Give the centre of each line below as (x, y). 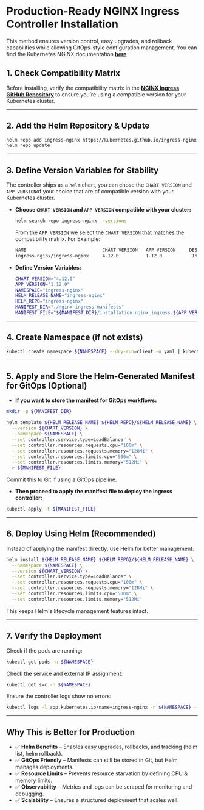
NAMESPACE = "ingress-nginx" (49, 290)
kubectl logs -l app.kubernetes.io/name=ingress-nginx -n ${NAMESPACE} (99, 708)
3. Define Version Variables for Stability (83, 170)
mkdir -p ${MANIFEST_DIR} (39, 412)
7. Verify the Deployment (54, 636)
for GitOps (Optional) (47, 385)
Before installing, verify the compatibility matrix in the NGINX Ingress (93, 88)
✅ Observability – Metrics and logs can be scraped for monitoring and (104, 787)
